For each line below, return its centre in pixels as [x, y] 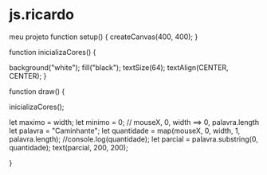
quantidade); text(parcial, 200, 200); [69, 147]
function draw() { [37, 91]
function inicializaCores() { [53, 52]
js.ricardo [42, 15]
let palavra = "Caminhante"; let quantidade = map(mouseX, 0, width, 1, [125, 130]
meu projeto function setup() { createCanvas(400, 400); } [104, 37]
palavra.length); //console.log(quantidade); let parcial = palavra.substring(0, [133, 139]
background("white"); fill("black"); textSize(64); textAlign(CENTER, [119, 67]
